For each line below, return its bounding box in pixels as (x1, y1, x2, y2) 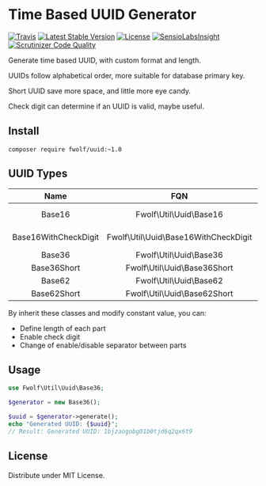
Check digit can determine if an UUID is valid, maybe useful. (8, 101, 204, 111)
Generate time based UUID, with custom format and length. (8, 55, 202, 65)
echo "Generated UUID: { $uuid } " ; (8, 420, 119, 428)
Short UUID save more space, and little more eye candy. (8, 85, 192, 96)
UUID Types (8, 167, 68, 180)
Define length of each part (19, 323, 106, 333)
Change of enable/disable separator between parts (19, 340, 187, 350)
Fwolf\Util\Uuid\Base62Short (125, 287, 234, 298)
